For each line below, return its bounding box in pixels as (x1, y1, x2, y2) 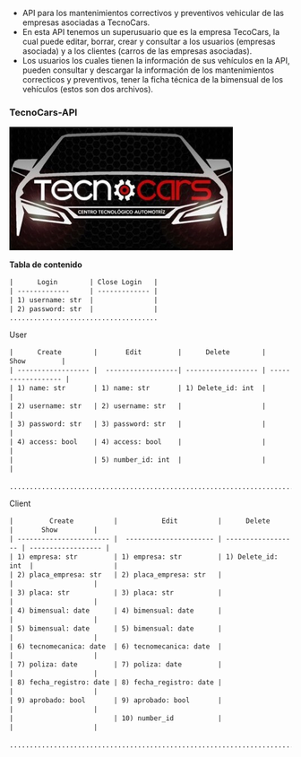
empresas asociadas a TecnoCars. (21, 17, 150, 28)
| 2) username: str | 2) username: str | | (9, 402, 267, 411)
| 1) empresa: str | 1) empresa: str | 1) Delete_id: (9, 553, 279, 561)
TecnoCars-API (9, 106, 78, 118)
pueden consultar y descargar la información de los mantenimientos (21, 65, 275, 75)
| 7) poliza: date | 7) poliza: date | (9, 660, 222, 669)
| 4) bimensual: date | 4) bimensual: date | (9, 606, 222, 615)
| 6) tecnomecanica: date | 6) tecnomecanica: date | (9, 642, 222, 651)
